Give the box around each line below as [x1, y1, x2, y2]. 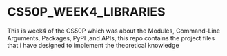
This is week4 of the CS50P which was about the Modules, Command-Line [7, 27, 221, 35]
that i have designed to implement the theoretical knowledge [7, 41, 179, 49]
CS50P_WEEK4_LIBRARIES [7, 4, 166, 20]
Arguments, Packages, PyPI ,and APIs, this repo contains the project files [7, 33, 215, 42]
